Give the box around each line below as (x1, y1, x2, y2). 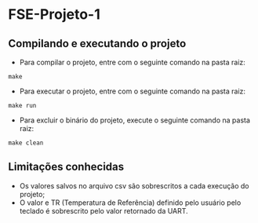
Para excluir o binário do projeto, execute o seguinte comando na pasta (19, 115, 251, 125)
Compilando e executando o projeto (8, 37, 187, 50)
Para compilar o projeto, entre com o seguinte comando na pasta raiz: (19, 57, 245, 67)
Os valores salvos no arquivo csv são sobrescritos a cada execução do (19, 181, 249, 190)
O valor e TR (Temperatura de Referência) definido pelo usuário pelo (19, 198, 242, 207)
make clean (8, 139, 44, 147)
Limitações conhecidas (8, 160, 125, 174)
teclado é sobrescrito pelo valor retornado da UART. (19, 206, 188, 215)
